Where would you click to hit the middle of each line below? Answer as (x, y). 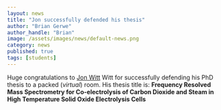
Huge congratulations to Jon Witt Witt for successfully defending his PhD (110, 77)
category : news (29, 45)
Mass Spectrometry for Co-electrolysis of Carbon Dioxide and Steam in (110, 92)
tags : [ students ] (32, 58)
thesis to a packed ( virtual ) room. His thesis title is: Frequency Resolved (109, 84)
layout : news (26, 13)
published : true (30, 52)
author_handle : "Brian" (41, 32)
